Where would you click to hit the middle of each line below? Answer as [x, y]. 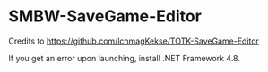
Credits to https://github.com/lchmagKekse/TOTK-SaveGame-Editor [134, 41]
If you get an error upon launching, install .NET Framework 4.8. [125, 58]
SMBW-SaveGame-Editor [105, 16]
